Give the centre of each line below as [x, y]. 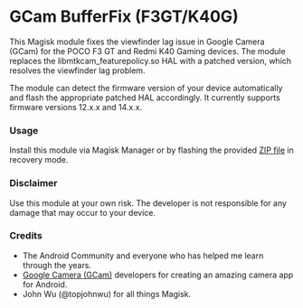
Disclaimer [33, 183]
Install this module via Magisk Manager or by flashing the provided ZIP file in [151, 150]
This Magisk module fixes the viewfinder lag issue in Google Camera [137, 42]
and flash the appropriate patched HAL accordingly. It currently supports [145, 98]
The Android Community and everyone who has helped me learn [143, 256]
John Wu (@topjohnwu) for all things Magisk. [107, 294]
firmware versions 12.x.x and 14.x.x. [76, 107]
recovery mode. [39, 160]
